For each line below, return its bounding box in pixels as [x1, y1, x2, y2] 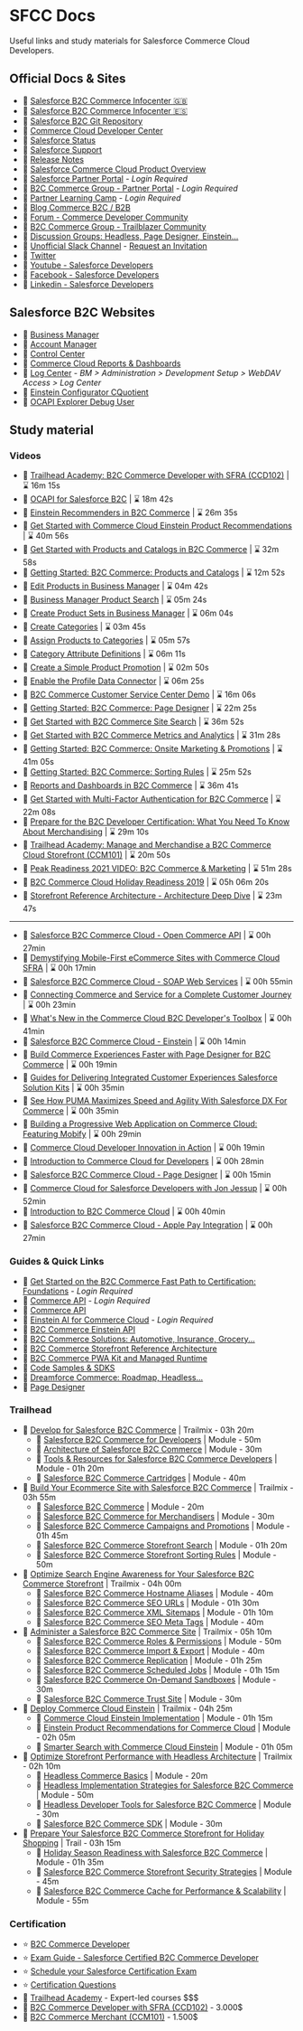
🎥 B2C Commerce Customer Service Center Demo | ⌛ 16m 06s [22, 689, 257, 701]
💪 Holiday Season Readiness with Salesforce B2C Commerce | [35, 1847, 269, 1857]
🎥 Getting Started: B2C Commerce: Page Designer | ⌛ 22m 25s [22, 702, 257, 714]
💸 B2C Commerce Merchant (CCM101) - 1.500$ [22, 2012, 198, 2023]
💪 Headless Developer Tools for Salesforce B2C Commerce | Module [35, 1799, 291, 1810]
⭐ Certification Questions [22, 1979, 117, 1990]
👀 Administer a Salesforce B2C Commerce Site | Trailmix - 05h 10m [22, 1626, 272, 1637]
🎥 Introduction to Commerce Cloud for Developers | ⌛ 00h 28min [22, 1156, 264, 1167]
